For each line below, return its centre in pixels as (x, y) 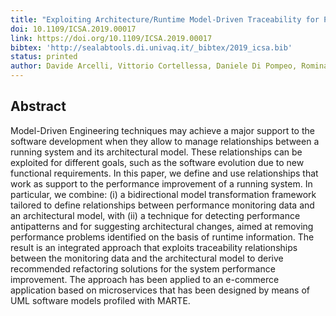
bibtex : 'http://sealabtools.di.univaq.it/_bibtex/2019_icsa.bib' (151, 47)
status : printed (44, 57)
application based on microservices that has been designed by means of (160, 290)
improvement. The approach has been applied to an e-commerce (145, 279)
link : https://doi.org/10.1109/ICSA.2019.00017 (111, 38)
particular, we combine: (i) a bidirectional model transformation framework (163, 194)
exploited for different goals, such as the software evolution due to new (157, 162)
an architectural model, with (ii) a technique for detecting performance (155, 215)
